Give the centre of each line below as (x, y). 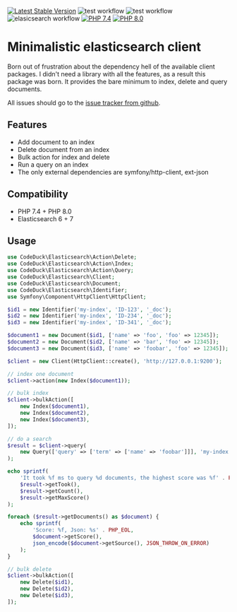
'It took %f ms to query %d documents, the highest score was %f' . (123, 478)
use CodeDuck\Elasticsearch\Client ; (61, 277)
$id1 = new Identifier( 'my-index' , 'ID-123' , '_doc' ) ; (90, 310)
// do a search (30, 439)
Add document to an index (56, 142)
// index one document (41, 374)
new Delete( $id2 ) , (47, 589)
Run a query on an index (53, 164)
